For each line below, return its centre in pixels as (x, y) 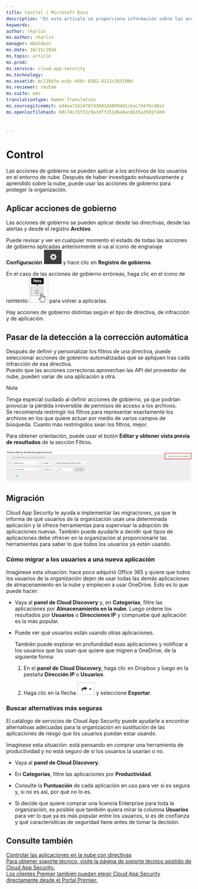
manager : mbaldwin (29, 44)
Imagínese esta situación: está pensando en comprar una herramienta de (95, 745)
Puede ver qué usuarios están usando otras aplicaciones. (84, 633)
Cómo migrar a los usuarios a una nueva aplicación (80, 559)
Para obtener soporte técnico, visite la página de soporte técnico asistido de (99, 861)
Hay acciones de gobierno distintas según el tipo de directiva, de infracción (98, 312)
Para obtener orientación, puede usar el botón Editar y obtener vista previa (98, 436)
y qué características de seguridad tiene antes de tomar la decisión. (97, 822)
